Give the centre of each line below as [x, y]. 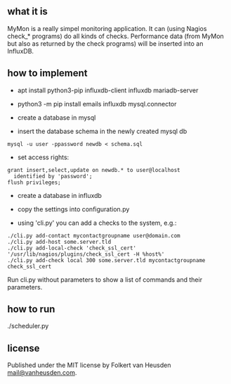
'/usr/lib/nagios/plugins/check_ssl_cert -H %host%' [86, 254]
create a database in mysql [57, 117]
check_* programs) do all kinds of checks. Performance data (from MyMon [116, 36]
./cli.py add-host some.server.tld [59, 242]
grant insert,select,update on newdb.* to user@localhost [94, 170]
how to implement [47, 73]
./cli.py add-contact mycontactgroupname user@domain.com [94, 235]
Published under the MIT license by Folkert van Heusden [89, 365]
